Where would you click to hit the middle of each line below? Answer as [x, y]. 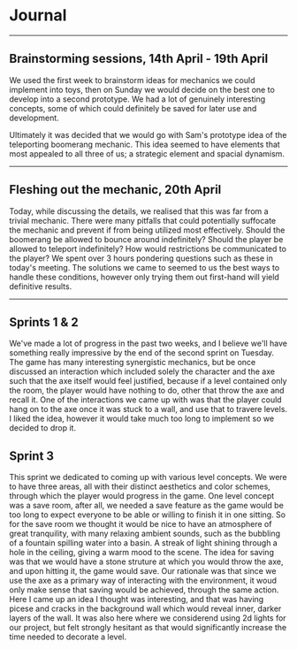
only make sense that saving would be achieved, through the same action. [144, 590]
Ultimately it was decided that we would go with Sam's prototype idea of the [148, 134]
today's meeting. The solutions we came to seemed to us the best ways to [145, 267]
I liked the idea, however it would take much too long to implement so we [142, 419]
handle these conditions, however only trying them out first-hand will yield [145, 277]
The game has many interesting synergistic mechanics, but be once [133, 363]
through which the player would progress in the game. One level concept [142, 496]
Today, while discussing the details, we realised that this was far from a [139, 211]
